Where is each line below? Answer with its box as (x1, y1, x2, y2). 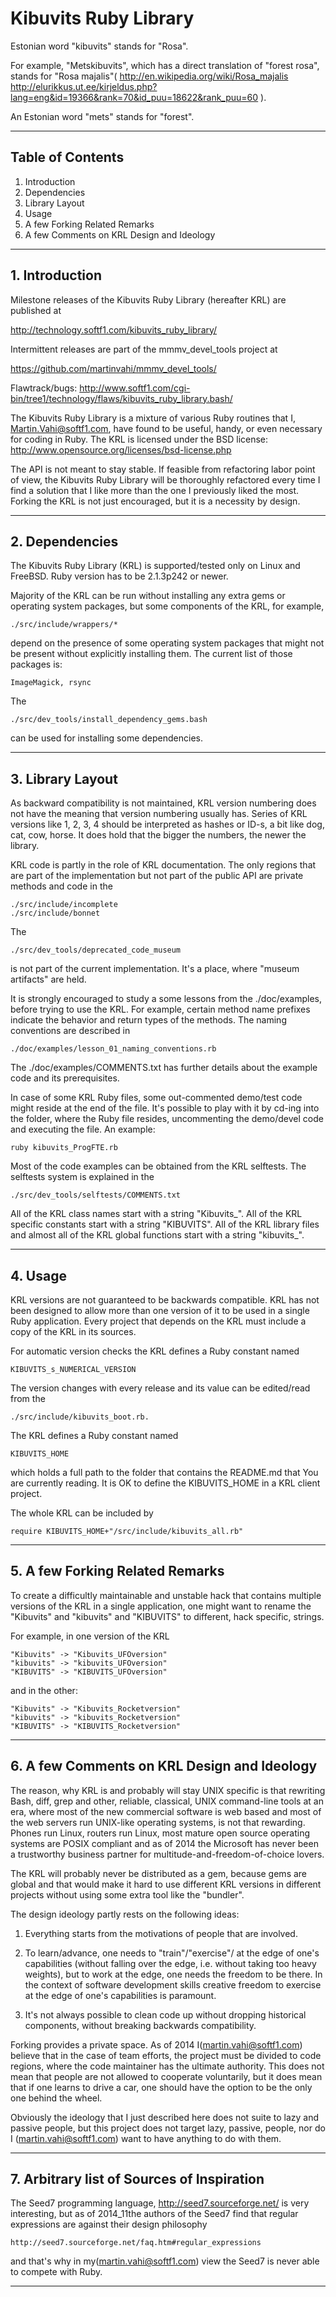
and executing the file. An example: (10, 1123, 156, 1136)
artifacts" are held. (10, 973, 87, 986)
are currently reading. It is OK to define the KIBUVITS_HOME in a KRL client (10, 1477, 321, 1489)
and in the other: (10, 1684, 78, 1696)
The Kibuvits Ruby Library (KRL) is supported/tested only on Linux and (10, 560, 301, 572)
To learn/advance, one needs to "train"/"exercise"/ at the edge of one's (24, 1947, 320, 1959)
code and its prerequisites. (10, 1072, 120, 1084)
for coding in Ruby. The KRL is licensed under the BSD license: (10, 433, 269, 445)
